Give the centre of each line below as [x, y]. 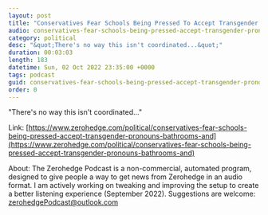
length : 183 [28, 61]
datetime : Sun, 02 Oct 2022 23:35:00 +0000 [82, 68]
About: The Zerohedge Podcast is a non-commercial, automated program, [130, 169]
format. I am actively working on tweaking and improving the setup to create [134, 186]
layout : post [30, 16]
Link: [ [19, 127]
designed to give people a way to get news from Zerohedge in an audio [126, 177]
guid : [17, 82]
